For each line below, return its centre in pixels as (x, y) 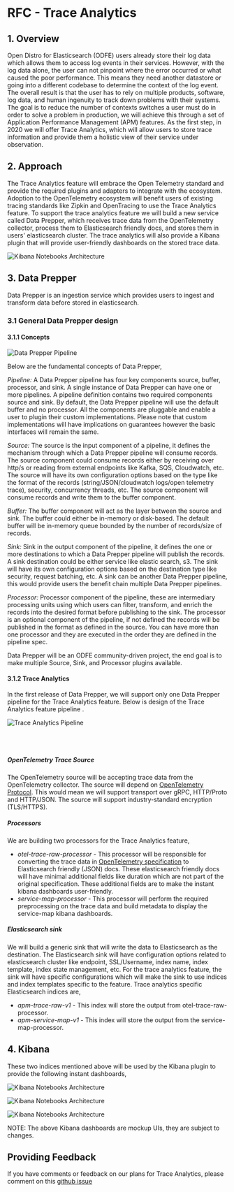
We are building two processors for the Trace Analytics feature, (98, 841)
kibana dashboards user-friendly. (65, 891)
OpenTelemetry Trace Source (51, 759)
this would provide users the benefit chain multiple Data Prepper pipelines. (115, 583)
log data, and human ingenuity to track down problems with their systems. (114, 100)
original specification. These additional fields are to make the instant (116, 884)
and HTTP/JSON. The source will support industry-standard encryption (110, 799)
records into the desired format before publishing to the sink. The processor (117, 612)
